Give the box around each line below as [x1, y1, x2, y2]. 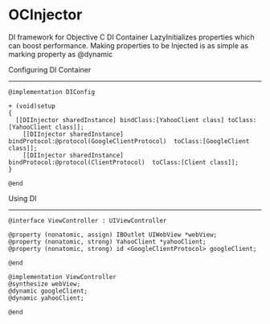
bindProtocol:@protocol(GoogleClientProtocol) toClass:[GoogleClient [8, 137, 250, 146]
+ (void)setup [8, 102, 56, 110]
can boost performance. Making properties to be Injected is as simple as [8, 40, 249, 50]
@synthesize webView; [8, 280, 81, 288]
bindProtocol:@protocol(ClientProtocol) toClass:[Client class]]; [8, 158, 239, 166]
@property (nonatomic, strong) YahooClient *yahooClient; [8, 237, 207, 246]
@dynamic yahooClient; [8, 293, 84, 302]
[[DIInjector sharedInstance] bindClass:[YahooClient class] [15, 116, 225, 124]
